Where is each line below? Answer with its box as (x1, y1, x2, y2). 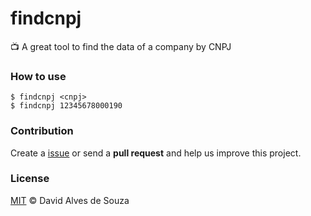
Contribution (10, 124, 74, 138)
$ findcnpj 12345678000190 (10, 101, 123, 111)
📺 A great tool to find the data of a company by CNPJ (10, 40, 232, 52)
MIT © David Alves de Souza (10, 194, 130, 206)
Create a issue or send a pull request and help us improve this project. (10, 147, 302, 159)
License (10, 172, 50, 186)
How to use (10, 69, 67, 83)
